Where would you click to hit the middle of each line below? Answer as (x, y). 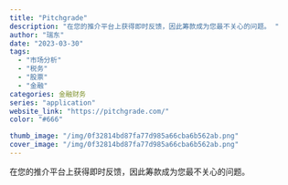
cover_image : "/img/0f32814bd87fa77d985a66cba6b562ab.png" (124, 145)
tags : (20, 52)
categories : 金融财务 (48, 94)
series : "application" (53, 103)
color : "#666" (37, 119)
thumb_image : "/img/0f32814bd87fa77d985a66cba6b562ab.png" (124, 136)
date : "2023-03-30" (47, 43)
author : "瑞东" (37, 35)
